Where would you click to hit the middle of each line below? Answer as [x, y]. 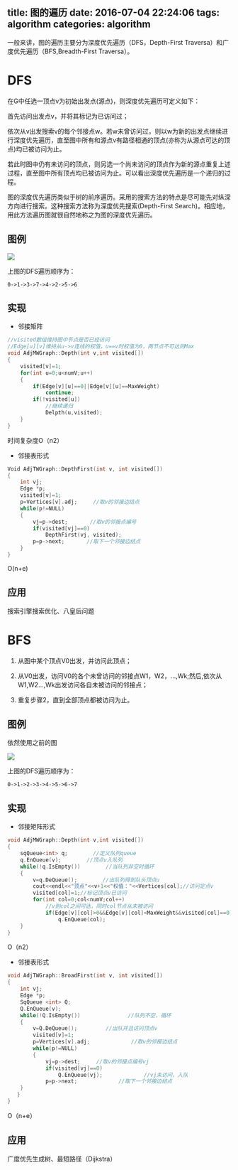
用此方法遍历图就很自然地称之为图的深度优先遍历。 [82, 215]
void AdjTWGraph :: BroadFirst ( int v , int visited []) [85, 976]
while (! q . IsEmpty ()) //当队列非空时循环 [87, 866]
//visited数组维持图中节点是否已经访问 [58, 340]
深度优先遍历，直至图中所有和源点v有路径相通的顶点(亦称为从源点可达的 [119, 140]
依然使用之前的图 [32, 743]
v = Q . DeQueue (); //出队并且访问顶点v [95, 1029]
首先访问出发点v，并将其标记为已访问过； [68, 116]
